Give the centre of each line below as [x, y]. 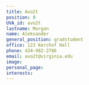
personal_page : [25, 67]
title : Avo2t [22, 12]
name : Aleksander [28, 34]
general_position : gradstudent [45, 40]
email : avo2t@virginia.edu [39, 56]
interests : [20, 73]
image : [14, 62]
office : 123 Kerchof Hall [38, 45]
